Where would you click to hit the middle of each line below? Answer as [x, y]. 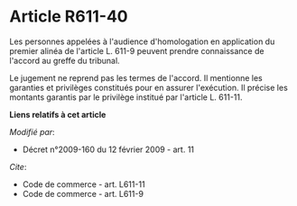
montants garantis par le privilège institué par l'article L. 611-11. [126, 97]
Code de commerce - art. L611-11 [84, 184]
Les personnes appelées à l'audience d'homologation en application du [142, 41]
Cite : [18, 166]
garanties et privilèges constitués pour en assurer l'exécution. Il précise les [149, 87]
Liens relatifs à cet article [58, 114]
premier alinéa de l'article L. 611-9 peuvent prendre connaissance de [137, 50]
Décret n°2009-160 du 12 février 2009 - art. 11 [108, 149]
